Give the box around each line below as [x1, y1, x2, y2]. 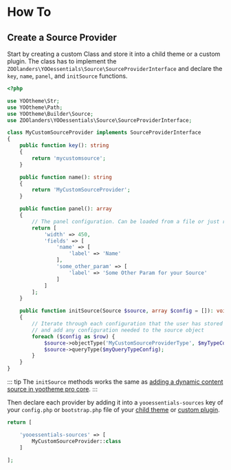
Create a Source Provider [7, 32, 117, 43]
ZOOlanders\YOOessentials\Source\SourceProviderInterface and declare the [7, 65, 223, 72]
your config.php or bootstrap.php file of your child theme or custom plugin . [7, 406, 220, 413]
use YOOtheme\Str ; [7, 97, 60, 104]
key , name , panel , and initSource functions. [7, 72, 128, 80]
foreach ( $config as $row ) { [32, 333, 115, 340]
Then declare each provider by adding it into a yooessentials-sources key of [7, 398, 223, 407]
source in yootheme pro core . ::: [7, 385, 98, 393]
